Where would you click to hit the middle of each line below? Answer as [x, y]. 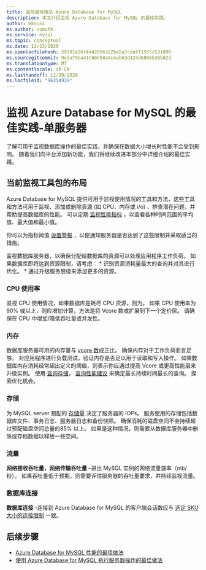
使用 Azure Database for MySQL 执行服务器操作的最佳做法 [89, 560]
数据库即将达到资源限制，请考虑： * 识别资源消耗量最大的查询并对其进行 [103, 263]
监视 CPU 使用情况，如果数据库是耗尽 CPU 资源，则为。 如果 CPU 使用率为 [101, 303]
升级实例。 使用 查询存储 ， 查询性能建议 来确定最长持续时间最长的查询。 [98, 373]
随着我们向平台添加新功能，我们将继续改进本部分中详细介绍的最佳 [101, 154]
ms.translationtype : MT [37, 63]
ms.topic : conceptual [34, 41]
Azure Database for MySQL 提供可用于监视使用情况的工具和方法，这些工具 [101, 199]
